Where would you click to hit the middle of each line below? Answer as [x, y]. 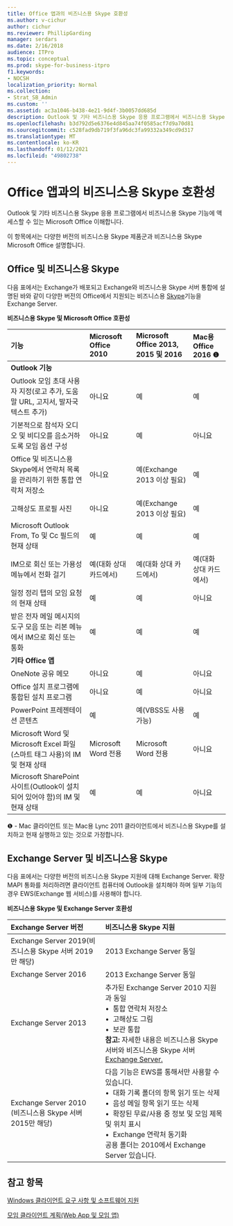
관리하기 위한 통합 [46, 480]
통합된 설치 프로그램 [42, 697]
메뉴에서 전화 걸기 [38, 574]
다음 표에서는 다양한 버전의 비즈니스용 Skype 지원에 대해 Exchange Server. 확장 [116, 876]
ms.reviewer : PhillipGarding [49, 33]
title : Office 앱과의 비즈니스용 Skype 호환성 [68, 14]
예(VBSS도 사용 [161, 710]
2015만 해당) [32, 1123]
